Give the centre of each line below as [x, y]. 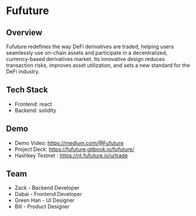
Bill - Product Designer [42, 207]
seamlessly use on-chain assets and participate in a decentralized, [87, 53]
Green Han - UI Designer [45, 200]
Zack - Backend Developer [47, 188]
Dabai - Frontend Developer [48, 194]
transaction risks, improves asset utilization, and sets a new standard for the [98, 65]
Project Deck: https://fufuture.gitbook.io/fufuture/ [75, 149]
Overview [24, 33]
